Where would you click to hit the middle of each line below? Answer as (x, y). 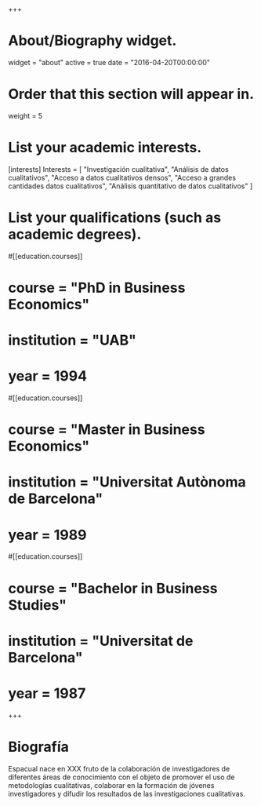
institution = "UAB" (72, 340)
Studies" (37, 605)
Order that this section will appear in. (131, 94)
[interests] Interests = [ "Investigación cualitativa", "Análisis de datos (118, 169)
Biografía (38, 747)
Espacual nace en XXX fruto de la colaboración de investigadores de (119, 768)
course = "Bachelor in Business (113, 588)
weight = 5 (25, 115)
